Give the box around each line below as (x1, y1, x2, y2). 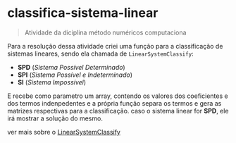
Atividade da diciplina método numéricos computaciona (24, 28, 187, 37)
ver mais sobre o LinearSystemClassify (7, 128, 121, 136)
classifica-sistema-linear (7, 5, 159, 21)
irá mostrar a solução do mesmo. (7, 114, 104, 123)
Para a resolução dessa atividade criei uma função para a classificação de (7, 42, 223, 50)
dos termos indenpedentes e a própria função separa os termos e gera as (7, 99, 222, 107)
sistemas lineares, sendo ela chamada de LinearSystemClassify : (7, 49, 194, 58)
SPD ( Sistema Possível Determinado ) (17, 63, 125, 71)
